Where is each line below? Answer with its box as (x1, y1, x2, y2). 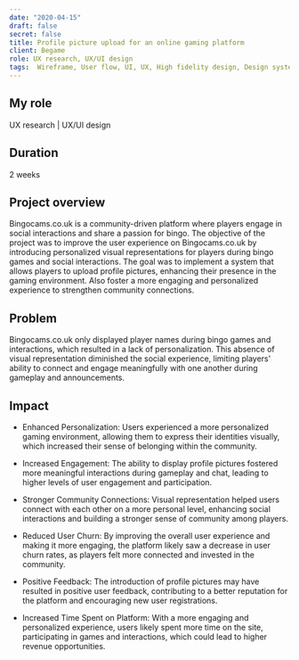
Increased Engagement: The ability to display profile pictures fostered (21, 458, 279, 468)
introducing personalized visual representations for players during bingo (9, 247, 274, 258)
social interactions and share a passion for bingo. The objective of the (9, 228, 265, 239)
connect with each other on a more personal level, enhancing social (21, 503, 271, 514)
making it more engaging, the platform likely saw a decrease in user (21, 540, 271, 550)
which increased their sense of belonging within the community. (21, 441, 258, 451)
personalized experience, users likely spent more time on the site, (21, 622, 264, 632)
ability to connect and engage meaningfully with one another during (9, 363, 258, 374)
